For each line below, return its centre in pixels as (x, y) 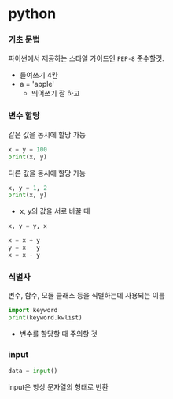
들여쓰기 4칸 (39, 75)
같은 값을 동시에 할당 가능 (47, 134)
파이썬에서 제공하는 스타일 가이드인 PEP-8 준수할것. (86, 58)
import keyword (33, 311)
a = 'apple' (37, 84)
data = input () (33, 371)
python (32, 14)
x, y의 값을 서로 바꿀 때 (55, 211)
